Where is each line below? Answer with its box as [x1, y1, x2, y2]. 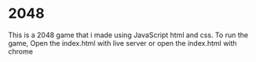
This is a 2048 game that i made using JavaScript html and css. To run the [8, 30, 249, 40]
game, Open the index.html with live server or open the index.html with [8, 38, 237, 47]
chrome [8, 46, 34, 56]
